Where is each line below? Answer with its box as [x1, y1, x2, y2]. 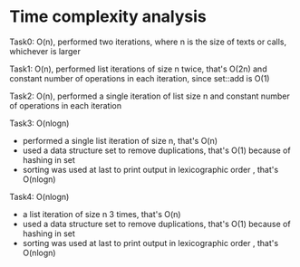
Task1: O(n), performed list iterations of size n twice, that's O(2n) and [9, 63, 267, 74]
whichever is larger [9, 45, 82, 56]
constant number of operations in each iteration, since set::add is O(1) [9, 72, 270, 83]
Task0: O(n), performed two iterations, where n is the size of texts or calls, [9, 36, 287, 47]
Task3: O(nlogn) [9, 118, 70, 129]
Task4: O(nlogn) [9, 191, 70, 202]
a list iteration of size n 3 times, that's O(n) [22, 208, 181, 219]
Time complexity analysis [9, 6, 207, 27]
